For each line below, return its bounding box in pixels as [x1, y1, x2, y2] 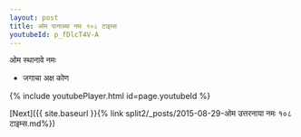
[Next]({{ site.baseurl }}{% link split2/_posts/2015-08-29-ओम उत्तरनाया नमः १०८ [9, 108, 293, 119]
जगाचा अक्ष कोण [22, 73, 70, 84]
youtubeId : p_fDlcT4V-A [9, 30, 100, 39]
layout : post [9, 13, 59, 23]
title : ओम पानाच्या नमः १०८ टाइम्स [9, 22, 118, 31]
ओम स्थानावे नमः [9, 55, 57, 66]
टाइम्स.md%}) [9, 118, 56, 129]
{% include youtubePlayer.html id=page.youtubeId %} [9, 91, 211, 102]
